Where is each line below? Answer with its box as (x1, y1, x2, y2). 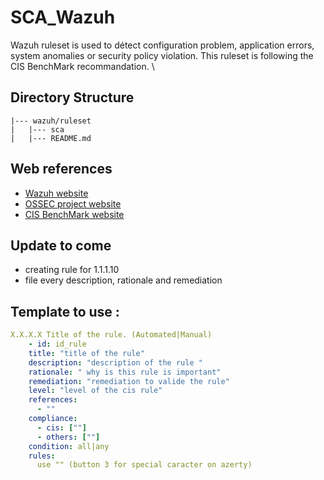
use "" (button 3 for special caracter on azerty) (36, 460, 253, 470)
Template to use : (10, 303, 120, 320)
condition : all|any (28, 441, 110, 451)
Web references (10, 161, 113, 178)
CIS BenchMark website (24, 208, 125, 220)
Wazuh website (24, 187, 89, 199)
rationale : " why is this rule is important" (28, 367, 222, 377)
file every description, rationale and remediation (24, 274, 223, 286)
